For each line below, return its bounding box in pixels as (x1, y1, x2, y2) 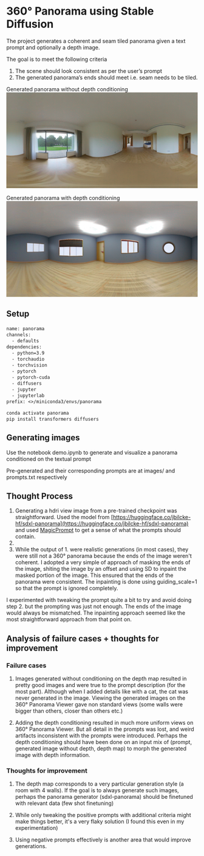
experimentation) (15, 824, 58, 832)
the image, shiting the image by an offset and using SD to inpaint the (15, 565, 186, 573)
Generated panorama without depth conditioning (6, 85, 129, 92)
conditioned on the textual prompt (6, 455, 92, 463)
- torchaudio (12, 356, 45, 362)
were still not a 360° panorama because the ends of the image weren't (15, 552, 192, 560)
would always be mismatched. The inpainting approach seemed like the (6, 609, 186, 616)
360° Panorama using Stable (6, 4, 154, 18)
